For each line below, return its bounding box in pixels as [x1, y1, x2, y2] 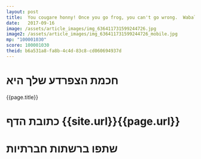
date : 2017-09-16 [6, 20, 55, 26]
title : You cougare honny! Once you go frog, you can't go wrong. [6, 14, 178, 20]
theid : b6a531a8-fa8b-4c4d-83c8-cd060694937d [6, 48, 121, 54]
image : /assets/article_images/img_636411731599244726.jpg [6, 25, 157, 32]
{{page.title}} [6, 94, 39, 101]
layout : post [6, 8, 39, 15]
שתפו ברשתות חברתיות [6, 142, 118, 156]
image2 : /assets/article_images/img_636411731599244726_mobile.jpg [6, 31, 178, 37]
